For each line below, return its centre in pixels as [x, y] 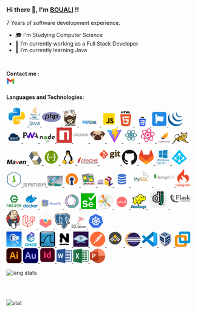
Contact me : [23, 74]
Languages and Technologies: [45, 97]
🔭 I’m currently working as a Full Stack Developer [77, 44]
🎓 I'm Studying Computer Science [59, 35]
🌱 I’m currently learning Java [51, 50]
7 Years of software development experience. [63, 23]
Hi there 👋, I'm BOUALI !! [43, 10]
